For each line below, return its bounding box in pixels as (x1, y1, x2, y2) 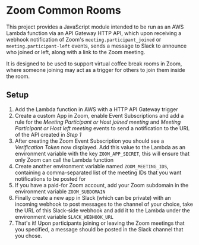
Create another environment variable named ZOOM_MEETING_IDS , (14, 162, 169, 169)
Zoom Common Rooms (6, 4, 121, 17)
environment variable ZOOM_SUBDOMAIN (14, 188, 106, 195)
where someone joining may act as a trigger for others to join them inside (6, 66, 185, 73)
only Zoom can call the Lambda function (14, 156, 114, 164)
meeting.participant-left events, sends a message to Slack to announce (6, 42, 187, 49)
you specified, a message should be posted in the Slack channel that (14, 225, 184, 233)
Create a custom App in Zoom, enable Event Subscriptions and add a (14, 112, 184, 119)
